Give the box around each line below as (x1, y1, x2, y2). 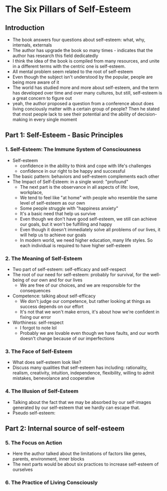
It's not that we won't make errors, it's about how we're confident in (19, 309, 160, 315)
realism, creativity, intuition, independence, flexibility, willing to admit (12, 370, 154, 376)
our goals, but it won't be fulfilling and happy (19, 221, 112, 227)
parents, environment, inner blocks (12, 456, 84, 462)
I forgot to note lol (19, 324, 57, 331)
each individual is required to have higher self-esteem (19, 242, 131, 248)
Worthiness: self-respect (12, 319, 64, 325)
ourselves (12, 466, 33, 472)
